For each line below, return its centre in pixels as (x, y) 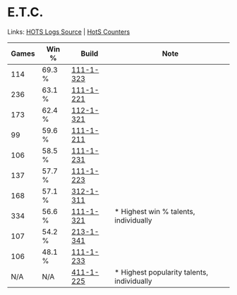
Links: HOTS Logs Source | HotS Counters (69, 32)
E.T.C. (25, 12)
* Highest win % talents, (155, 211)
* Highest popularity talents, (162, 272)
